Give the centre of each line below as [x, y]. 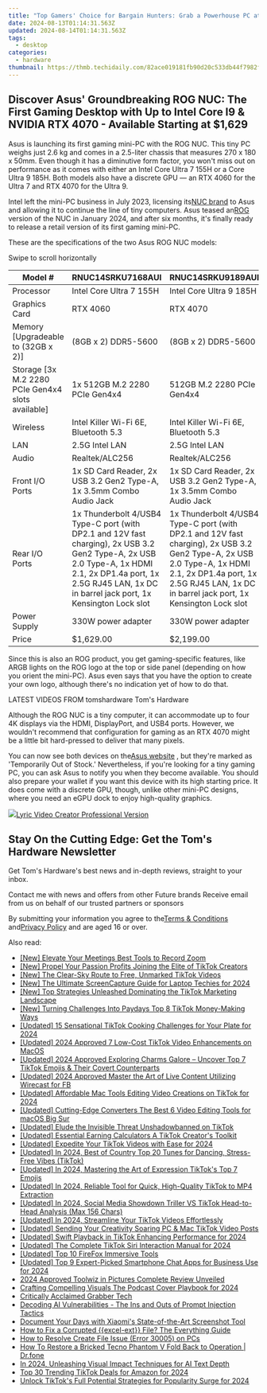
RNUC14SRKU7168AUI [117, 277]
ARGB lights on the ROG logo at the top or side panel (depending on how [127, 667]
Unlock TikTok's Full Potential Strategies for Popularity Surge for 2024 [134, 1381]
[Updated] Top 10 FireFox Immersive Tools [89, 1254]
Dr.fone [32, 1356]
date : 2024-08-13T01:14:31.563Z [62, 23]
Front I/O [29, 481]
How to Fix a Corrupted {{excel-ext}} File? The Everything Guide [125, 1330]
